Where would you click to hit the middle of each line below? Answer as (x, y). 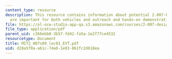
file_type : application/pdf (35, 29)
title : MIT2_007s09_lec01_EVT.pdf (42, 44)
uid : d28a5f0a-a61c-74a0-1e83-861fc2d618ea (52, 48)
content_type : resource (31, 10)
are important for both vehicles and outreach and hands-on (75, 19)
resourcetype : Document (31, 39)
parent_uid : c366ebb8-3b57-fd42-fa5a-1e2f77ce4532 (60, 34)
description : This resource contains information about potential (78, 15)
